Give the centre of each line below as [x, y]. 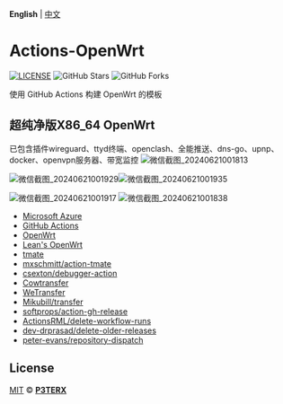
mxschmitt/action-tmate [67, 263]
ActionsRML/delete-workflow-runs [87, 321]
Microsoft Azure [52, 215]
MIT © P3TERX [38, 390]
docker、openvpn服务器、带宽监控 [74, 160]
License [32, 369]
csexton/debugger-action [70, 273]
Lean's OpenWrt [53, 244]
